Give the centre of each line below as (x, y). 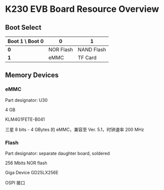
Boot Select (23, 27)
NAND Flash (92, 49)
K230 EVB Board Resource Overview (82, 9)
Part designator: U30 (26, 100)
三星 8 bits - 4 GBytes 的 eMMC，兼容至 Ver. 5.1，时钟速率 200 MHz (75, 129)
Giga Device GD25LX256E (32, 172)
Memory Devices (32, 75)
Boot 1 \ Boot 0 (26, 41)
